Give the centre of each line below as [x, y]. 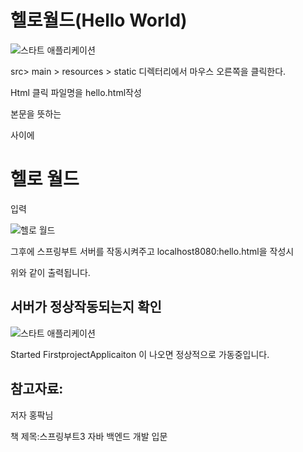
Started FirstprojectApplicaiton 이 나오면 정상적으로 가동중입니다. [140, 354]
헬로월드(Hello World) [99, 20]
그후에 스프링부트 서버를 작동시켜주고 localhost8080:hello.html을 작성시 [152, 251]
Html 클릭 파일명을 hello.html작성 [76, 92]
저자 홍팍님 [32, 415]
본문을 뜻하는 [36, 113]
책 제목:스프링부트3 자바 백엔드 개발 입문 [89, 436]
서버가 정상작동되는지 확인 [86, 307]
